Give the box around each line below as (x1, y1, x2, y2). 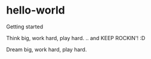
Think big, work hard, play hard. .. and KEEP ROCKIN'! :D (6, 34, 146, 41)
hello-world (6, 4, 66, 17)
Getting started (6, 23, 44, 30)
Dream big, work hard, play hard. (6, 45, 87, 53)
